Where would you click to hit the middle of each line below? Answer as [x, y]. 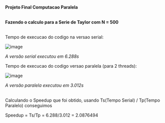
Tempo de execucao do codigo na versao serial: [54, 37]
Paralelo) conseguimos [29, 106]
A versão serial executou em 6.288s [42, 56]
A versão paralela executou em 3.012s [44, 85]
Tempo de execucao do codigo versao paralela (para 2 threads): [71, 66]
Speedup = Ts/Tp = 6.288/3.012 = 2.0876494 [52, 115]
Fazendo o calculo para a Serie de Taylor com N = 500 [62, 22]
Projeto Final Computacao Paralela [41, 7]
